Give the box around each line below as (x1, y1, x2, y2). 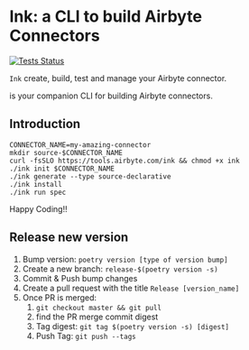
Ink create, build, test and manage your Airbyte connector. (9, 72, 227, 83)
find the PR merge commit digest (35, 311, 159, 322)
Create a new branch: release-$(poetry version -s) (22, 263, 218, 274)
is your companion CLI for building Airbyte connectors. (9, 90, 214, 101)
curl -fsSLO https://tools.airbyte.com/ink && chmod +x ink (9, 156, 241, 165)
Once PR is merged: (22, 291, 97, 303)
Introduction (9, 116, 81, 132)
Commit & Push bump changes (22, 272, 138, 283)
